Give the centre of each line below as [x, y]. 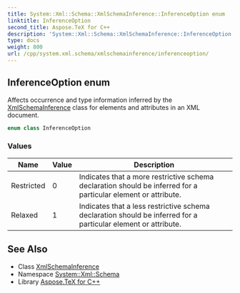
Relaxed [24, 215]
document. [23, 115]
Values [20, 146]
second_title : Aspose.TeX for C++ [59, 27]
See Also [27, 249]
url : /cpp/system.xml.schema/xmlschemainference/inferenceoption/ [108, 54]
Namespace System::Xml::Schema [69, 274]
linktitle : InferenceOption [49, 21]
